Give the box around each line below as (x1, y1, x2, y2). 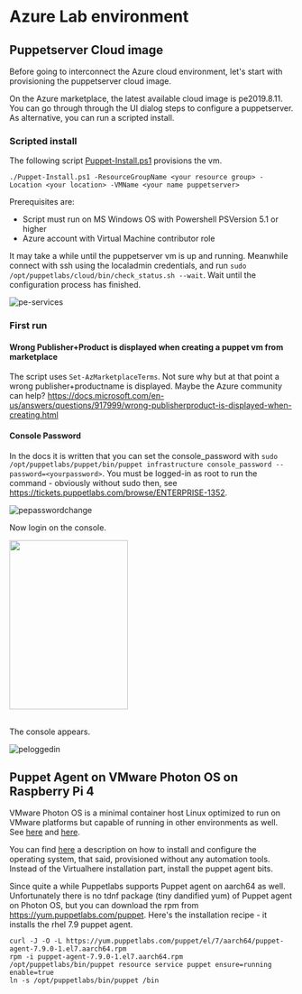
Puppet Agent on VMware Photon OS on (9, 769, 239, 786)
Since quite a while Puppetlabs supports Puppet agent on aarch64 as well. (9, 881, 286, 892)
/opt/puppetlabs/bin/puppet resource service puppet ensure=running (9, 961, 272, 970)
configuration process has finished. (9, 280, 142, 290)
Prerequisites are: (9, 197, 75, 207)
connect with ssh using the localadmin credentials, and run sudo (9, 260, 247, 272)
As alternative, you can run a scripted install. (9, 113, 175, 123)
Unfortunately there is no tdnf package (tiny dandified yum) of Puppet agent (9, 890, 293, 901)
